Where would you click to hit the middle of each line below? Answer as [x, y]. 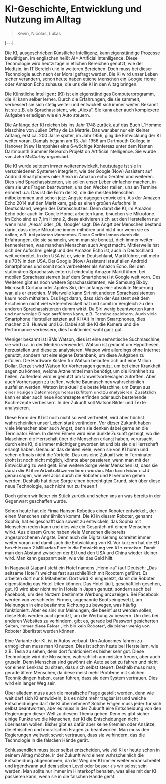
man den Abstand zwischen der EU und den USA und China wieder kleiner [81, 553]
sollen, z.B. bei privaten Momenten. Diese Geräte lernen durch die [72, 235]
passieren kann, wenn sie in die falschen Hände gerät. [60, 776]
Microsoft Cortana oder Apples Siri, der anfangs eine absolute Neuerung [79, 287]
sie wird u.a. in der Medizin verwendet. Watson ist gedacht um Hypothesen [82, 344]
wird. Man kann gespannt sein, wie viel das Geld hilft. [59, 558]
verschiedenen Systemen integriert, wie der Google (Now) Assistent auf [79, 171]
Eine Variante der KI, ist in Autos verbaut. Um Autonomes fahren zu [74, 641]
